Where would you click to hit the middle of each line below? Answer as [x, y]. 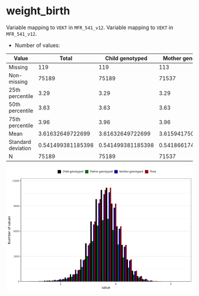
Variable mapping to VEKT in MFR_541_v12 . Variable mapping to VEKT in [90, 27]
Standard [20, 142]
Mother [172, 58]
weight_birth [38, 11]
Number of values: [37, 45]
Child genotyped [126, 58]
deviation [20, 148]
